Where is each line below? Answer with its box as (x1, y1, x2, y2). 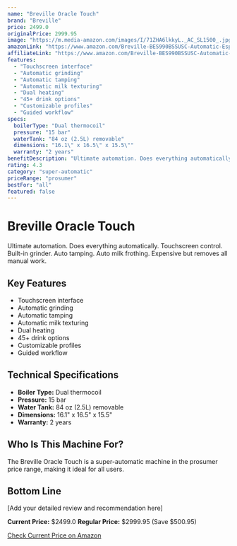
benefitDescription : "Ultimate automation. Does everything (7, 155, 188, 163)
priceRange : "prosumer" (7, 175, 78, 182)
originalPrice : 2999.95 (7, 30, 78, 37)
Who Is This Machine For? (7, 438, 124, 451)
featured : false (7, 188, 55, 195)
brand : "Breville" (7, 17, 61, 24)
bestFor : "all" (7, 181, 52, 188)
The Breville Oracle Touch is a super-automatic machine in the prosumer (7, 457, 218, 465)
